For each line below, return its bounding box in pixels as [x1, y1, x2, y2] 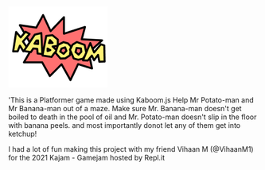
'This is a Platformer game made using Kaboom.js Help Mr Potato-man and [8, 95, 254, 105]
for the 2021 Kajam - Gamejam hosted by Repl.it [8, 153, 166, 162]
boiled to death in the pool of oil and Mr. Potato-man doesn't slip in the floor [8, 112, 257, 122]
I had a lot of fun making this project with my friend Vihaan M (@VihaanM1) [8, 145, 254, 153]
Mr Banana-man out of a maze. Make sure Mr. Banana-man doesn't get [8, 104, 242, 113]
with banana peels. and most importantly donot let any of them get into [8, 121, 241, 129]
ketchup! [8, 129, 37, 138]
